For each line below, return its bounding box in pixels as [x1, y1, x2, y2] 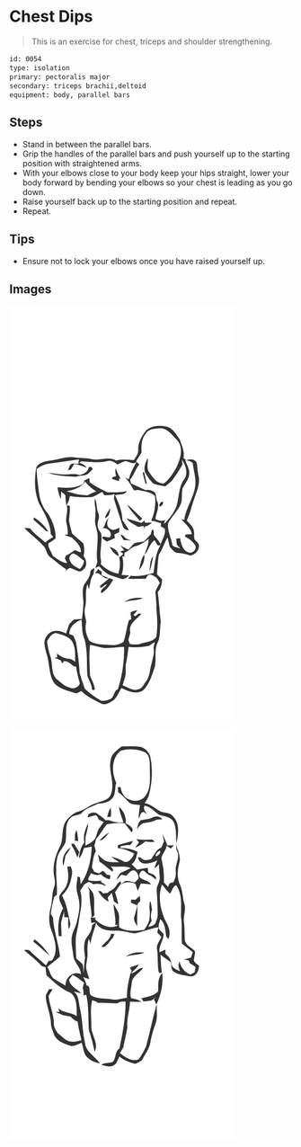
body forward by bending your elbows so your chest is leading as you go [22, 177, 293, 188]
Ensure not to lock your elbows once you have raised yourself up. [22, 255, 265, 266]
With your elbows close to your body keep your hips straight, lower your [22, 167, 290, 178]
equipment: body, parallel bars [9, 90, 130, 100]
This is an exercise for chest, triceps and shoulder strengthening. [31, 36, 272, 47]
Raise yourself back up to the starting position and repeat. [22, 196, 238, 207]
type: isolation [9, 63, 70, 73]
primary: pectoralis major [9, 72, 111, 82]
